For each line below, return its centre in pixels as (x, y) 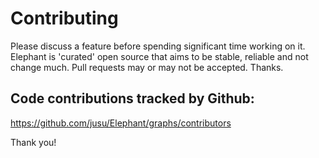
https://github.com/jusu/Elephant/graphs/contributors (121, 123)
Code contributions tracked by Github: (132, 98)
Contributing (64, 18)
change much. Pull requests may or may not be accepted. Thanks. (147, 67)
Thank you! (33, 142)
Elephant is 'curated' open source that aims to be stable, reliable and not (159, 56)
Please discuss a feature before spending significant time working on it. (158, 46)
